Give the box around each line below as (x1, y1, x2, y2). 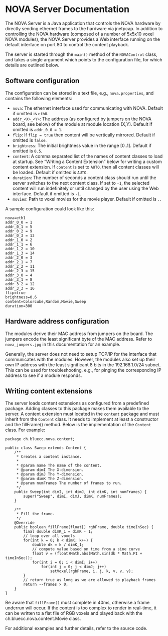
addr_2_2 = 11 (5, 264, 35, 269)
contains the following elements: (5, 95, 73, 101)
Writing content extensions (5, 386, 92, 395)
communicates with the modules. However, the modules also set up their (5, 356, 155, 362)
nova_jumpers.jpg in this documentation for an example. (5, 341, 120, 347)
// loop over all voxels (23, 533, 75, 539)
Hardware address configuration (5, 317, 109, 326)
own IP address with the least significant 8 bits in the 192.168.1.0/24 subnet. (5, 361, 161, 368)
